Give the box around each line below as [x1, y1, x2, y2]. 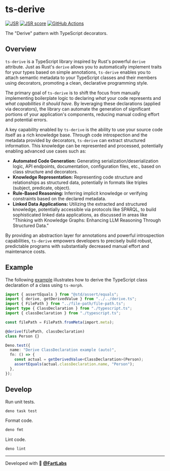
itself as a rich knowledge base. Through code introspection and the [5, 132, 148, 138]
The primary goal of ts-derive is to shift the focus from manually [5, 90, 140, 96]
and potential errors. [5, 117, 48, 123]
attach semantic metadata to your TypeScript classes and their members [5, 75, 157, 81]
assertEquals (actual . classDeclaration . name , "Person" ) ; [14, 361, 135, 367]
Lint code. [5, 437, 26, 443]
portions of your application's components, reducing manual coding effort [5, 111, 159, 117]
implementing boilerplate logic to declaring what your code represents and [5, 95, 161, 101]
